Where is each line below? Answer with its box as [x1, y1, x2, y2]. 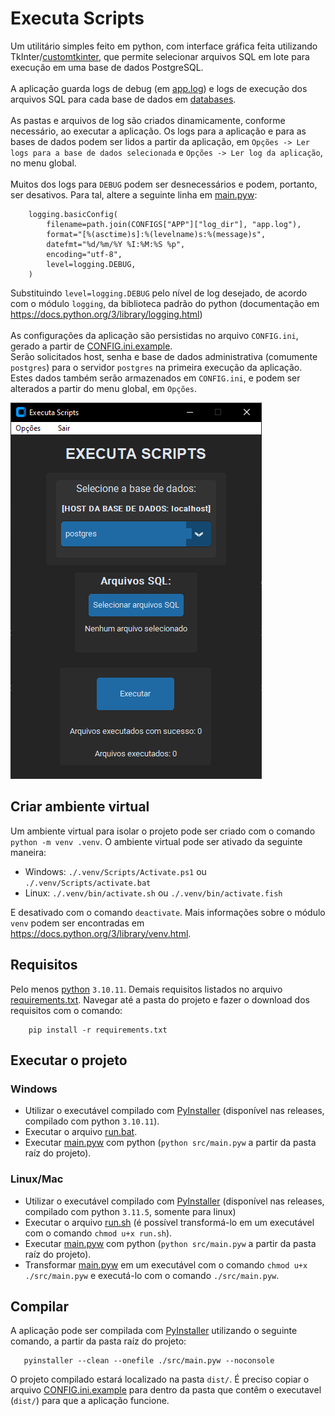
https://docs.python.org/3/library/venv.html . [10, 927, 192, 939]
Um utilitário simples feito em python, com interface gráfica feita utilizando [10, 40, 318, 52]
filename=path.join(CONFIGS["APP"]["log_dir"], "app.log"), [46, 219, 302, 229]
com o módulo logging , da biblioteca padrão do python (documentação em [10, 297, 320, 309]
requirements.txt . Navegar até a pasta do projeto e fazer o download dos [10, 993, 310, 1006]
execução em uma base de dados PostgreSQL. [10, 61, 204, 73]
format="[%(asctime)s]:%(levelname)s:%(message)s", [46, 229, 267, 239]
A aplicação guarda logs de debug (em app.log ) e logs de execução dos [10, 82, 308, 94]
